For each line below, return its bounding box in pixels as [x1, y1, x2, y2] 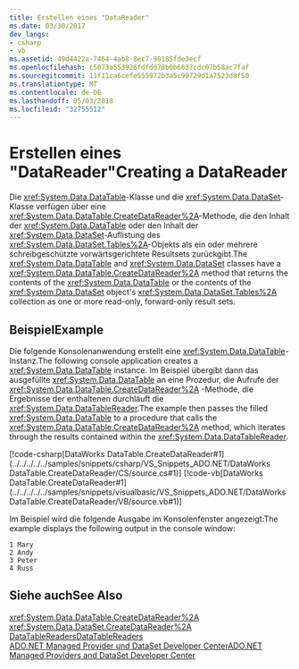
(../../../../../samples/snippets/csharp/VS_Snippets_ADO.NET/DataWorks [9, 458, 270, 469]
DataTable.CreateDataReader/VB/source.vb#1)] [9, 496, 183, 506]
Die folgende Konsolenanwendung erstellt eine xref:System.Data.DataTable [9, 346, 286, 356]
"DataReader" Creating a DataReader [9, 162, 288, 182]
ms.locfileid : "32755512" [9, 105, 105, 114]
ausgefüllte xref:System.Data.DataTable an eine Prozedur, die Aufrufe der [9, 375, 279, 385]
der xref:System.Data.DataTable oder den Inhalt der [9, 220, 199, 231]
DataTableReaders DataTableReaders [9, 631, 144, 641]
